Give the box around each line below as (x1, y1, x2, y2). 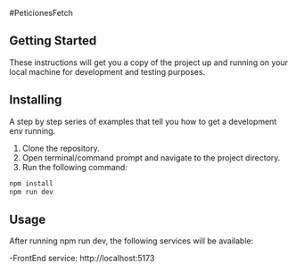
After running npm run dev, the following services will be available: (9, 235, 254, 246)
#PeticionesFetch (9, 8, 74, 18)
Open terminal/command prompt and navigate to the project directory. (21, 152, 281, 163)
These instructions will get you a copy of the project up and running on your (9, 57, 288, 68)
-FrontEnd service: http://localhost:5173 (9, 253, 155, 264)
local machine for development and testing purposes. (9, 66, 206, 77)
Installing (9, 93, 62, 108)
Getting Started (9, 33, 97, 48)
